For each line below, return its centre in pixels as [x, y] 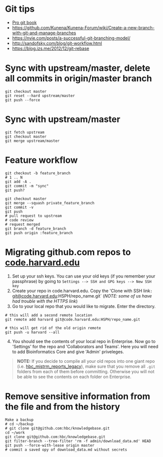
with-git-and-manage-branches [44, 33]
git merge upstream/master [32, 141]
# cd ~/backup [19, 424]
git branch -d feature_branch [36, 228]
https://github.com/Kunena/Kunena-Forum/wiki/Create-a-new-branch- [83, 27]
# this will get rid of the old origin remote [53, 328]
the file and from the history [63, 407]
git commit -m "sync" [27, 186]
